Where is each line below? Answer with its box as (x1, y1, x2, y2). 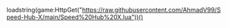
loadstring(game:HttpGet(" (6, 6, 82, 14)
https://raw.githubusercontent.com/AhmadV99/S (82, 6, 221, 14)
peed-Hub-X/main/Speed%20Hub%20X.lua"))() (6, 13, 144, 21)
